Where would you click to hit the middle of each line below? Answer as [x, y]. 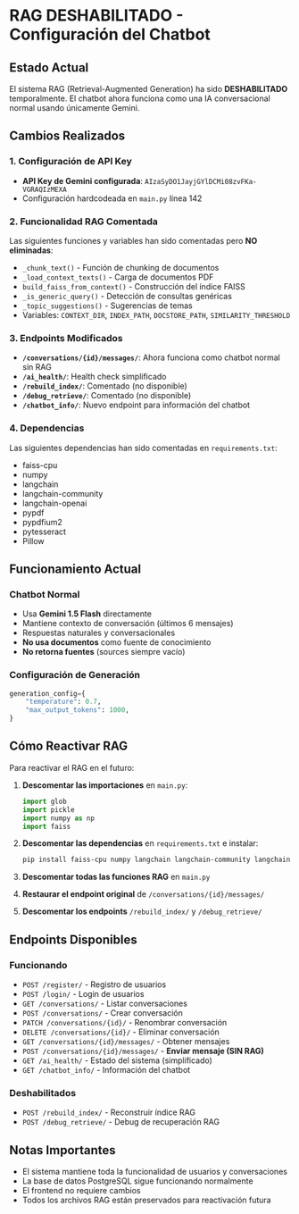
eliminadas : [31, 250]
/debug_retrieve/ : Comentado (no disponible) [107, 396]
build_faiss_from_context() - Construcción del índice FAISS [133, 286]
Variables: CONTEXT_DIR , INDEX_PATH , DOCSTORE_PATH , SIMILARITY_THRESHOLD [156, 314]
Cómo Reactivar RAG [69, 746]
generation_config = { [48, 693]
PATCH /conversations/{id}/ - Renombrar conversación [125, 1022]
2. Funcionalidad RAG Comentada [83, 222]
